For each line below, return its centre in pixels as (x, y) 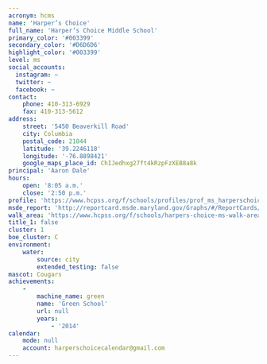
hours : (19, 178)
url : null (53, 311)
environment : (30, 245)
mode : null (41, 341)
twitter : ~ (33, 82)
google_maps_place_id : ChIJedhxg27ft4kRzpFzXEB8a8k (110, 164)
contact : (23, 97)
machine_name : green (71, 296)
